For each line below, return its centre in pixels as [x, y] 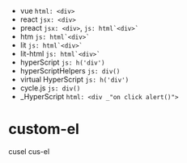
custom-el [44, 130]
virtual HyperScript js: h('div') [74, 79]
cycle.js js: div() [50, 88]
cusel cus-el [29, 151]
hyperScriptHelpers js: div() [70, 71]
